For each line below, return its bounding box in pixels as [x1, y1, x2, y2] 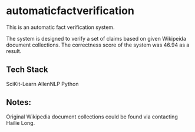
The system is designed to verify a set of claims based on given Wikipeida [6, 35, 187, 42]
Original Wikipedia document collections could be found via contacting [6, 113, 178, 120]
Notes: [6, 97, 31, 107]
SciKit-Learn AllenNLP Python [6, 80, 79, 87]
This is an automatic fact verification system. [6, 24, 115, 31]
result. [6, 47, 22, 54]
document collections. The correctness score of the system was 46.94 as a [6, 41, 190, 48]
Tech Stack [6, 65, 48, 75]
